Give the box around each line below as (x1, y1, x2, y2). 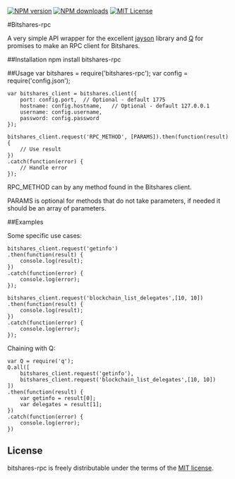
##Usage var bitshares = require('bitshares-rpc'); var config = (7, 69, 188, 77)
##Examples (7, 218, 44, 226)
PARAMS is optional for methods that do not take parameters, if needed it (7, 196, 221, 205)
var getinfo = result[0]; (20, 395, 97, 402)
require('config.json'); (7, 76, 71, 85)
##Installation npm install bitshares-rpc (7, 55, 121, 64)
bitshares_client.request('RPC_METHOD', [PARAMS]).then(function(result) (7, 134, 229, 141)
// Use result (20, 146, 61, 153)
